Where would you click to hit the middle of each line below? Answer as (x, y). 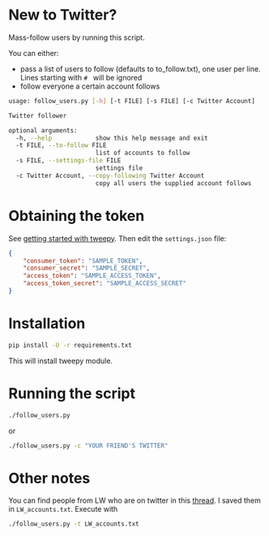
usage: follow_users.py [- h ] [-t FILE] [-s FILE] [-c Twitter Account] (132, 101)
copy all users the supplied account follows (173, 183)
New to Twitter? (63, 15)
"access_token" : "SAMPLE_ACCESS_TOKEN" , (92, 276)
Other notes (49, 478)
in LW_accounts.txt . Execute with (63, 509)
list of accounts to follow (143, 153)
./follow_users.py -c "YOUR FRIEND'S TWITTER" (88, 445)
